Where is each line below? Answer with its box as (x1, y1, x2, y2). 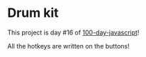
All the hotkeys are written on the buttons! (7, 42, 130, 50)
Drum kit (7, 5, 59, 21)
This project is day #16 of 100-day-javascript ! (7, 28, 140, 37)
